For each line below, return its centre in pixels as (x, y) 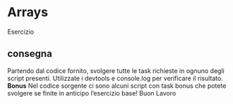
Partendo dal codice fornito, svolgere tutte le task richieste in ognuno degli (116, 70)
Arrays (28, 12)
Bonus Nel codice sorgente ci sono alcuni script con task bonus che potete (117, 86)
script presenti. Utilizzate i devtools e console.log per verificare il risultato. (115, 78)
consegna (30, 54)
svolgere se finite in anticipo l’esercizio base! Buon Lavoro (92, 93)
